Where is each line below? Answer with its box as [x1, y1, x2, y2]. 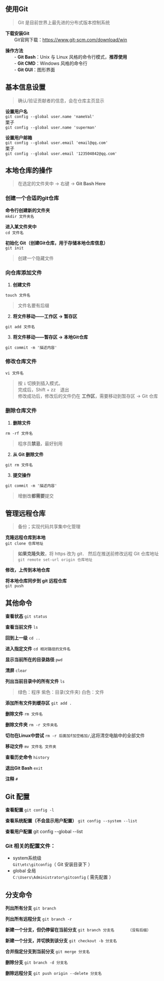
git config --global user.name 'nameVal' [5, 114, 95, 119]
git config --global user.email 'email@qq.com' [5, 140, 108, 145]
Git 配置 [5, 792, 30, 801]
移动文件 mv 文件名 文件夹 [5, 743, 57, 749]
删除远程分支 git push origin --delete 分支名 [5, 970, 102, 976]
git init [5, 246, 24, 251]
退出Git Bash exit [5, 765, 43, 771]
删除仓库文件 [5, 407, 37, 414]
